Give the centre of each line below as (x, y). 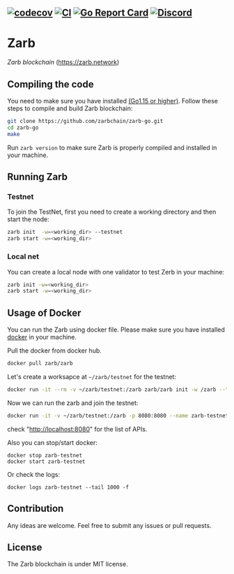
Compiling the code (50, 84)
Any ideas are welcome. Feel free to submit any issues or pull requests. (109, 525)
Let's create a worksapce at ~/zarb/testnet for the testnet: (92, 376)
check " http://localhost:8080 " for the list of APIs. (77, 429)
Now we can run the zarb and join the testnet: (73, 403)
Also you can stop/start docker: (52, 442)
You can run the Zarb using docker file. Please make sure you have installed (116, 330)
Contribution (36, 509)
